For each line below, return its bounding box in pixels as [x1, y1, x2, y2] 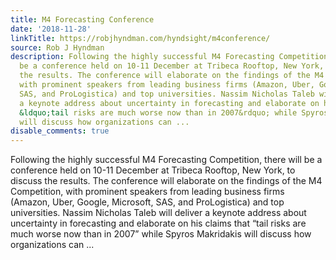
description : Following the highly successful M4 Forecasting [10, 52, 275, 62]
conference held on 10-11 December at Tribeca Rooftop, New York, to [10, 164, 296, 176]
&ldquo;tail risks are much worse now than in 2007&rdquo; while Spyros [19, 107, 329, 118]
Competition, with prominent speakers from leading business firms [10, 186, 285, 198]
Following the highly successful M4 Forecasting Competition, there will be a [10, 154, 323, 166]
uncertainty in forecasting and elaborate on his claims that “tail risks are [10, 217, 307, 230]
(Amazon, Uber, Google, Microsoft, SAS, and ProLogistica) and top [10, 196, 285, 208]
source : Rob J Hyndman [10, 42, 105, 53]
